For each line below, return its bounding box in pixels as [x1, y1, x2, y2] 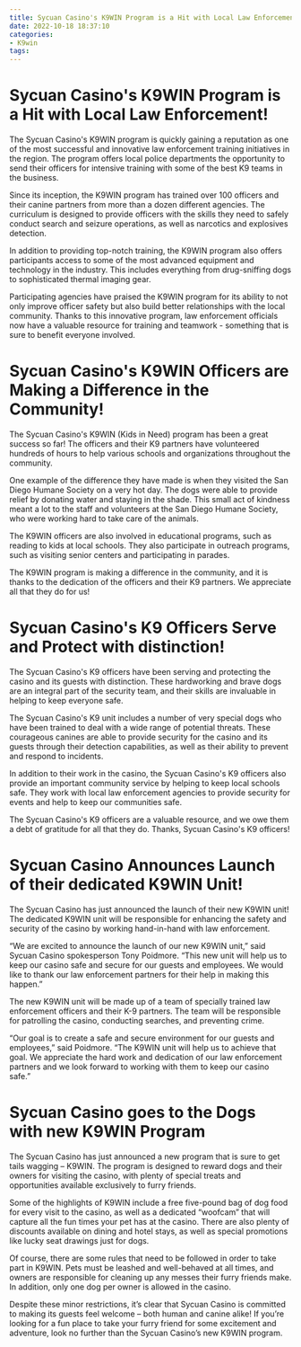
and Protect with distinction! [9, 637, 226, 657]
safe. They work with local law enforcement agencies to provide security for [9, 787, 291, 798]
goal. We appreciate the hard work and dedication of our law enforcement [9, 1051, 282, 1062]
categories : [9, 30, 54, 39]
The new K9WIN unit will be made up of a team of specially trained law [9, 996, 271, 1006]
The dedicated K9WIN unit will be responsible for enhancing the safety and [9, 913, 287, 924]
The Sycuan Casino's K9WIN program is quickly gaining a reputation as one [9, 134, 289, 145]
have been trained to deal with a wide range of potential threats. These [9, 722, 271, 732]
